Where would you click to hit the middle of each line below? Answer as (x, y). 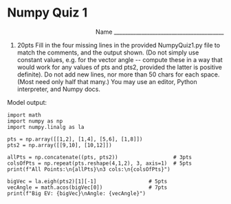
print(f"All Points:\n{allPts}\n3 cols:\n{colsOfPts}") (89, 169)
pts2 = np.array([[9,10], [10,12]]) (59, 145)
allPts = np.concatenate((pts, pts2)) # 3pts (100, 157)
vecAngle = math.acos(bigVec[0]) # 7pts (87, 187)
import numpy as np (35, 121)
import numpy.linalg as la (46, 127)
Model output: (27, 102)
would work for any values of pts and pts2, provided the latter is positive (119, 67)
